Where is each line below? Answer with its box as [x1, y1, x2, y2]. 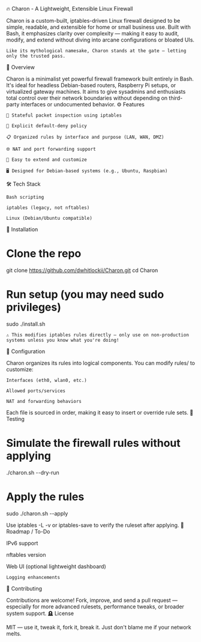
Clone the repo [6, 247, 82, 261]
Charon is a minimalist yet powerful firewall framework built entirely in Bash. [6, 75, 194, 82]
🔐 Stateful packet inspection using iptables [6, 112, 122, 118]
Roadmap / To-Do [6, 528, 50, 535]
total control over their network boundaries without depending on [6, 94, 168, 101]
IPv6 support [6, 539, 38, 547]
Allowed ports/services [6, 387, 66, 394]
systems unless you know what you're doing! [6, 337, 119, 343]
